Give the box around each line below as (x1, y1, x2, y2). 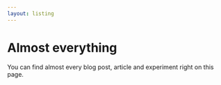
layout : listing (7, 10, 54, 17)
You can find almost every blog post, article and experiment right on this (7, 63, 214, 71)
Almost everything (7, 39, 117, 55)
